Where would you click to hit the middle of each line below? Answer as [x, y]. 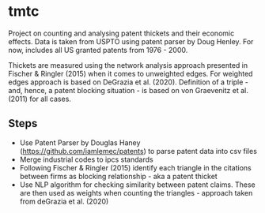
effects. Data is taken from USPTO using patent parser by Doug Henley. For [131, 41]
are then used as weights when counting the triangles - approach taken [136, 192]
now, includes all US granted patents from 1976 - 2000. [98, 50]
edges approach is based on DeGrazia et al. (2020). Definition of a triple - [129, 82]
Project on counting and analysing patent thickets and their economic [121, 33]
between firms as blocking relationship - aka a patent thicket [118, 176]
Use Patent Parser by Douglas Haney [80, 142]
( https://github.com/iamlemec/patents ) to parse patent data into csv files [138, 151]
